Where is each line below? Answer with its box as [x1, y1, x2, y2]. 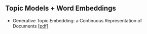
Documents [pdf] [12, 23, 49, 29]
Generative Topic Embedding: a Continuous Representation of [12, 17, 142, 23]
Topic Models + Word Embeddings [5, 4, 117, 13]
